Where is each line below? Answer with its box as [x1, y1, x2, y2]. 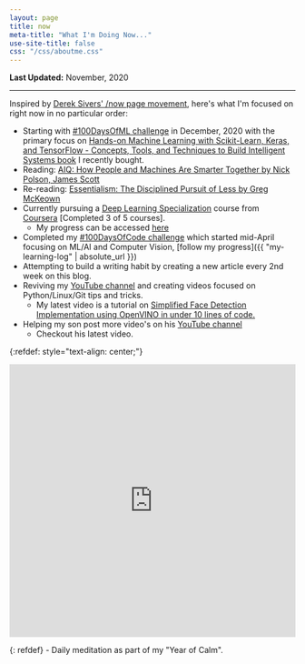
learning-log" [22, 251, 73, 262]
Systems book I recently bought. [22, 155, 145, 166]
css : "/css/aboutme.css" [9, 47, 103, 56]
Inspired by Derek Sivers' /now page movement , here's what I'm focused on [9, 98, 294, 109]
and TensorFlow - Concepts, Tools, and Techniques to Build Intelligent [22, 145, 286, 156]
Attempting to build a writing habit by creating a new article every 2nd [22, 261, 284, 272]
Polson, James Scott [22, 174, 100, 185]
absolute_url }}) [79, 251, 138, 262]
